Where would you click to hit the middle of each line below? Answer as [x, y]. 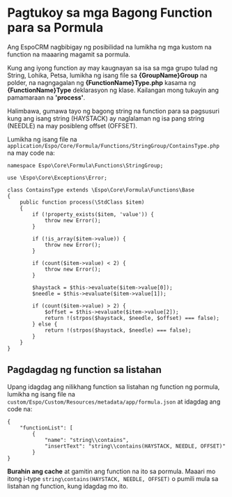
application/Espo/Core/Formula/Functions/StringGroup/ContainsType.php [113, 146]
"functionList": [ [46, 428]
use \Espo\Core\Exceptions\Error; [57, 178]
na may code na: [31, 153]
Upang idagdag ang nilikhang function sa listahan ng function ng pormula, [114, 387]
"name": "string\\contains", [87, 440]
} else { [45, 324]
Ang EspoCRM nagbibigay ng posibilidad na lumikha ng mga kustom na [110, 47]
